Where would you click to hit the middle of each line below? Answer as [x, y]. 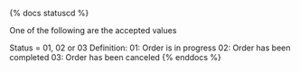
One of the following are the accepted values [93, 30]
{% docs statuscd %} [49, 13]
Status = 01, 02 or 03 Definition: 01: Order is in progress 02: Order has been [150, 48]
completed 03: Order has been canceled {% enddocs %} [115, 57]
